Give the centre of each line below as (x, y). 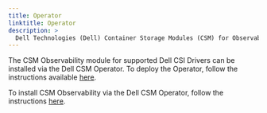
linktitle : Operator (43, 23)
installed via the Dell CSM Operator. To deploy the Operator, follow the (123, 69)
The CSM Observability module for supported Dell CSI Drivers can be (122, 60)
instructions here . (37, 101)
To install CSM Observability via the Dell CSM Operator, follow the (116, 93)
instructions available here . (52, 77)
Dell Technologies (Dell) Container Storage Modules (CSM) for (122, 38)
